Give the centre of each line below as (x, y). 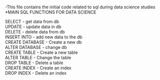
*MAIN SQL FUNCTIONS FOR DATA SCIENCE (51, 12)
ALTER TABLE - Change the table (38, 57)
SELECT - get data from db (32, 22)
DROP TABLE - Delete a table (34, 63)
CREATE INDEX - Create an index (38, 68)
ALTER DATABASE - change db (36, 47)
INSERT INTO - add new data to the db (44, 37)
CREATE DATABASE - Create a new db (44, 42)
